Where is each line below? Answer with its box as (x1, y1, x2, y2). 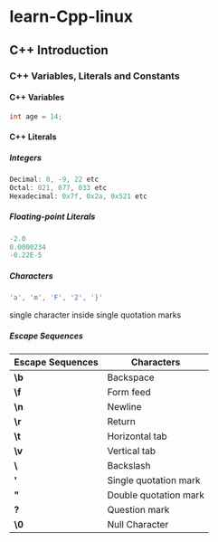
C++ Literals (9, 131, 57, 142)
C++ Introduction (9, 43, 109, 58)
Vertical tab (107, 445, 156, 458)
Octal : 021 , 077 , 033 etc (9, 184, 107, 193)
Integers (9, 152, 43, 163)
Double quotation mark (107, 489, 205, 501)
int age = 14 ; (9, 111, 63, 121)
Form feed (107, 386, 151, 399)
